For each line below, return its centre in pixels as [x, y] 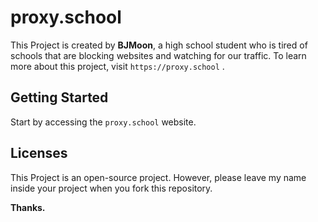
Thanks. [28, 207]
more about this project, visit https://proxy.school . [117, 66]
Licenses [39, 153]
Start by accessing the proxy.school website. [103, 122]
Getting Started [59, 97]
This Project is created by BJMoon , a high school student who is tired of [159, 45]
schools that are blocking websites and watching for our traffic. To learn [158, 55]
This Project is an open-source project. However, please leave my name [158, 177]
